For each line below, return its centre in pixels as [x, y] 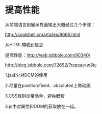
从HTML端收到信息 [24, 44]
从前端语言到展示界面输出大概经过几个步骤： [50, 25]
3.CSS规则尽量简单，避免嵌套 [35, 96]
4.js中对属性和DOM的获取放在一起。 [42, 106]
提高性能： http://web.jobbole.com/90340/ [48, 55]
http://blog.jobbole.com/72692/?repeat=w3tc [51, 65]
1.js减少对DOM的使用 [26, 75]
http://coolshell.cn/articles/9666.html [43, 34]
